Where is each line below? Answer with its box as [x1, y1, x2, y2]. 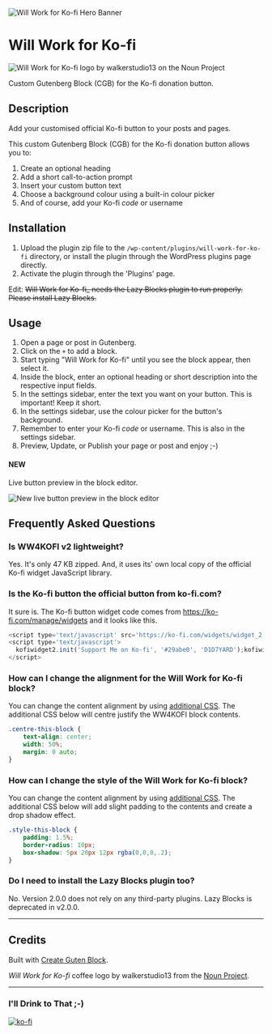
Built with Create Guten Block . [8, 955, 108, 964]
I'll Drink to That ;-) [8, 998, 85, 1010]
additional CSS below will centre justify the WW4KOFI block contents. [8, 709, 241, 720]
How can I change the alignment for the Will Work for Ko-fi [8, 672, 243, 683]
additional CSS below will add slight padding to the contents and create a [8, 802, 253, 811]
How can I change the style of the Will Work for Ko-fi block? [8, 774, 249, 785]
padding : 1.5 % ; [23, 833, 74, 841]
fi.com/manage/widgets [8, 615, 88, 625]
